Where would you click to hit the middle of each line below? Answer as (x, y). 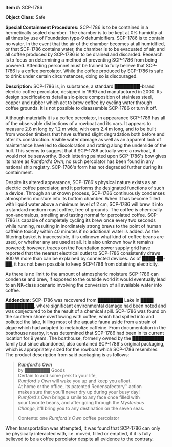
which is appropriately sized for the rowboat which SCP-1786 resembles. (82, 349)
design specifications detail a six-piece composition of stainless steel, (79, 97)
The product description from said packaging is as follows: (67, 355)
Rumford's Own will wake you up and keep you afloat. (74, 381)
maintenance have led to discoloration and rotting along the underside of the (86, 145)
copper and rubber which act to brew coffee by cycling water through (79, 103)
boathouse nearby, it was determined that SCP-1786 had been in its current (85, 333)
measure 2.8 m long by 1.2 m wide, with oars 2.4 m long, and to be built (81, 129)
